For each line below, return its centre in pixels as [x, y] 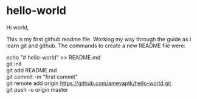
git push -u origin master [37, 89]
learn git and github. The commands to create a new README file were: [96, 46]
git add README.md [32, 70]
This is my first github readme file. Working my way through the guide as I [99, 39]
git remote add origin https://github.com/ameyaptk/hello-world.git [89, 83]
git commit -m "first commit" [42, 77]
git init [14, 64]
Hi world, [18, 27]
